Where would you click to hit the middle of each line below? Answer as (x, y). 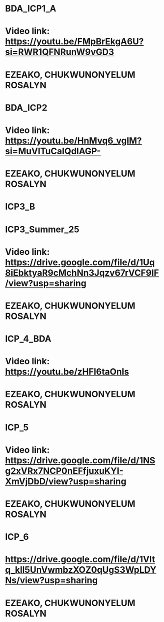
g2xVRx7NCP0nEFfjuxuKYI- (64, 471)
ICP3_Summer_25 (42, 229)
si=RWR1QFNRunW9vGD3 (60, 52)
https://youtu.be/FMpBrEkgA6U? (74, 42)
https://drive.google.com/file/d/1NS (80, 460)
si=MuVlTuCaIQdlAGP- (53, 151)
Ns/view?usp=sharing (52, 580)
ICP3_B (20, 207)
